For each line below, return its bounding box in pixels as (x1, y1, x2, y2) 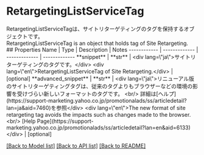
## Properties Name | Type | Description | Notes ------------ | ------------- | (6, 46, 199, 53)
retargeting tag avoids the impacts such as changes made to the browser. (6, 111, 191, 118)
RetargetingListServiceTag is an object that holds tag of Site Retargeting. (6, 40, 189, 47)
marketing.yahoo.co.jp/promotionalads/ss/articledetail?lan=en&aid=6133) (6, 123, 191, 131)
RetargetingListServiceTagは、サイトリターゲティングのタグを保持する (6, 25, 184, 32)
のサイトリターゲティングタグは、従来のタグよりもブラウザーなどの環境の (6, 82, 193, 89)
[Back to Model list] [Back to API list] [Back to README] (6, 142, 146, 150)
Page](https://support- (37, 117, 94, 125)
